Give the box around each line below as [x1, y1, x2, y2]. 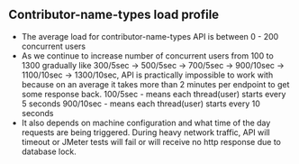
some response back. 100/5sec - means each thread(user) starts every [21, 88, 286, 99]
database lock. [21, 146, 77, 157]
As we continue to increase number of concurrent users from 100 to [21, 50, 274, 61]
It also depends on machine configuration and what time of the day [21, 117, 271, 128]
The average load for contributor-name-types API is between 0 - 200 [21, 31, 279, 41]
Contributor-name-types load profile [8, 7, 220, 23]
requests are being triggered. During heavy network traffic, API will [21, 126, 271, 138]
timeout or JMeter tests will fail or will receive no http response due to [21, 136, 281, 147]
